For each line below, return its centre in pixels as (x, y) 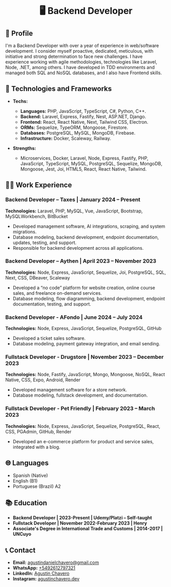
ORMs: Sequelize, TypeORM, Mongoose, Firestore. (74, 127)
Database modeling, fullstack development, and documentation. (80, 395)
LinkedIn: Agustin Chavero (41, 573)
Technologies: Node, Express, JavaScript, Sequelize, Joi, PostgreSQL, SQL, (86, 272)
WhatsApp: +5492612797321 (44, 568)
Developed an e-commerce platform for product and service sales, (83, 441)
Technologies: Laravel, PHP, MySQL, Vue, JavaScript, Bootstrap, (74, 211)
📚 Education (26, 503)
